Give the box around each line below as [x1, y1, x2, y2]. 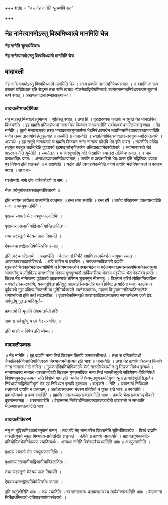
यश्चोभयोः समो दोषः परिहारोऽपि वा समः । [5, 177, 67, 183]
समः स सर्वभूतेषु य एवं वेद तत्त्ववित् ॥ [5, 318, 61, 324]
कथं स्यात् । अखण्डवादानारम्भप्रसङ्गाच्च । [5, 92, 72, 98]
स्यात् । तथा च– [5, 167, 31, 173]
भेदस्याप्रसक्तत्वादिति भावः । [5, 403, 48, 409]
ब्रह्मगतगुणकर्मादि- [123, 433, 150, 439]
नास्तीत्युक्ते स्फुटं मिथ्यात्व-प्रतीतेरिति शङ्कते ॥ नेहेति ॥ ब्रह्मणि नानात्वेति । [5, 433, 122, 439]
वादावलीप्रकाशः [5, 341, 31, 348]
